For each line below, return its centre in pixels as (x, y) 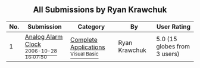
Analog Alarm (44, 36)
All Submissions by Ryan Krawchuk (100, 10)
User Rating (173, 26)
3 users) (168, 54)
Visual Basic (85, 54)
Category (91, 26)
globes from (173, 46)
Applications (88, 47)
